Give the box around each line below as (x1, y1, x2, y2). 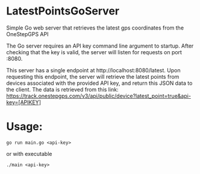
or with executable (6, 150, 52, 157)
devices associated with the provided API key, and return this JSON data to (6, 79, 193, 87)
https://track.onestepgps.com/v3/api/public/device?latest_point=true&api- (6, 92, 192, 99)
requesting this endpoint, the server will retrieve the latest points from (6, 73, 180, 80)
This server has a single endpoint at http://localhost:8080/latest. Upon (6, 66, 181, 73)
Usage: (6, 120, 43, 134)
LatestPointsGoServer (6, 4, 119, 18)
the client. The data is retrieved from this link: (6, 85, 119, 93)
